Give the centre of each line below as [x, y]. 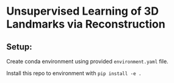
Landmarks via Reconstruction [86, 24]
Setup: [19, 47]
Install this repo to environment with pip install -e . [74, 73]
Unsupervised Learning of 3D [82, 11]
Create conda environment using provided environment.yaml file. [88, 61]
